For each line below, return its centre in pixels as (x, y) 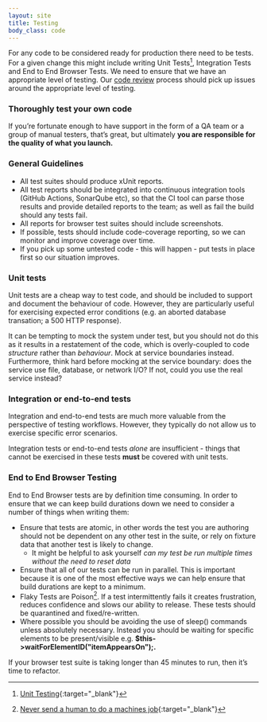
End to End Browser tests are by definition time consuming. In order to (123, 495)
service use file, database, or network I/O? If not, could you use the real (126, 369)
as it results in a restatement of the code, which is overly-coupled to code (129, 344)
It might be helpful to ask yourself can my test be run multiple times (142, 552)
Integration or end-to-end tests (70, 399)
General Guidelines (46, 164)
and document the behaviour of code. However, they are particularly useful (131, 303)
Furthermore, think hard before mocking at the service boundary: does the (130, 361)
